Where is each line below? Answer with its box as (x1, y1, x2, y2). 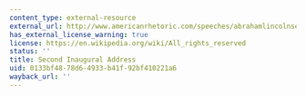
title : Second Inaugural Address (9, 55, 137, 64)
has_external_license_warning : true (9, 30, 148, 39)
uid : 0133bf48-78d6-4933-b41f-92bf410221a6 (9, 64, 178, 73)
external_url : (9, 22, 64, 31)
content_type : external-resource (9, 13, 137, 23)
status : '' (9, 47, 51, 56)
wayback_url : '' (9, 72, 71, 81)
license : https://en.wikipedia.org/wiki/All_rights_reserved (9, 38, 247, 48)
